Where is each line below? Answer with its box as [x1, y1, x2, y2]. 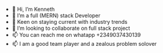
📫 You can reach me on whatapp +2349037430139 [11, 32, 141, 38]
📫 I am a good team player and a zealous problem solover [11, 40, 157, 47]
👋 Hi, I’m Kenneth [11, 6, 55, 13]
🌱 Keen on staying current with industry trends [11, 18, 128, 25]
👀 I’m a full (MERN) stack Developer [11, 12, 101, 19]
